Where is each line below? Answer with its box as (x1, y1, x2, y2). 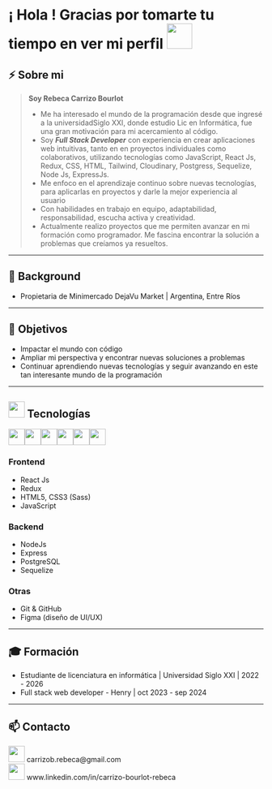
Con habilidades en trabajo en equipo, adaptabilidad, (40, 205, 217, 213)
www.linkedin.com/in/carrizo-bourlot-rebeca (26, 772, 176, 782)
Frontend (8, 456, 45, 468)
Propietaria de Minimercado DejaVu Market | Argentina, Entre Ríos (19, 291, 240, 301)
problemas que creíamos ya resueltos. (40, 239, 168, 248)
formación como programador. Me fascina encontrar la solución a (40, 230, 260, 239)
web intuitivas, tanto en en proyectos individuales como (40, 144, 227, 153)
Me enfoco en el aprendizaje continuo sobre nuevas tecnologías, (40, 179, 257, 188)
